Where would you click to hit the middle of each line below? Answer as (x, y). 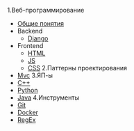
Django (38, 38)
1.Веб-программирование (46, 10)
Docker (28, 112)
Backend (30, 31)
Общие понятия (41, 23)
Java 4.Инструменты (48, 98)
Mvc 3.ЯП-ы (35, 75)
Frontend (30, 46)
